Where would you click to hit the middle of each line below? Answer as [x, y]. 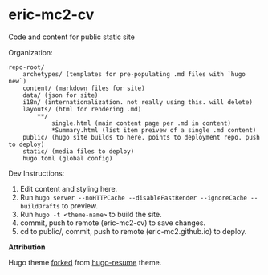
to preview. [80, 205]
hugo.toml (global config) [68, 158]
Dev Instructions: [37, 173]
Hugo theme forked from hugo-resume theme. [85, 262]
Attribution [27, 247]
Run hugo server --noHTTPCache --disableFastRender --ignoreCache [133, 197]
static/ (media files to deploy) [79, 151]
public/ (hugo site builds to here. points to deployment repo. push [142, 137]
